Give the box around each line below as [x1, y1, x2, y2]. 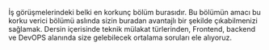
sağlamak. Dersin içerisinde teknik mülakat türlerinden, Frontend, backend [8, 25, 256, 33]
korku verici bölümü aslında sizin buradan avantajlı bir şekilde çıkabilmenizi [8, 16, 258, 25]
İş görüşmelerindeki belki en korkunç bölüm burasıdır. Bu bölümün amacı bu [8, 8, 261, 17]
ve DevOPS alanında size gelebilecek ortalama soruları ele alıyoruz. [8, 33, 233, 42]
